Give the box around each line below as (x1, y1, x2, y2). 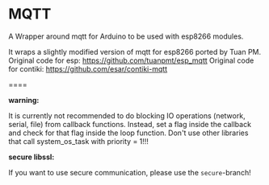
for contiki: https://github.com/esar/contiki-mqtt (8, 64, 168, 73)
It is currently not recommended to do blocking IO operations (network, (8, 110, 246, 121)
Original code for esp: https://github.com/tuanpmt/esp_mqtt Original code (8, 55, 254, 65)
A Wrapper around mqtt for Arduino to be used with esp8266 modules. (8, 31, 244, 41)
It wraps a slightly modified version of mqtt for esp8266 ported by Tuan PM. (8, 47, 262, 56)
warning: (8, 95, 40, 105)
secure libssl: (8, 152, 55, 162)
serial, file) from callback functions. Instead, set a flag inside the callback (8, 119, 252, 129)
